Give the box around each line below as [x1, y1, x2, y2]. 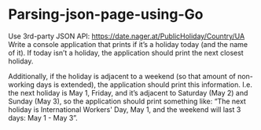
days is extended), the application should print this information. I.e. [35, 80, 253, 89]
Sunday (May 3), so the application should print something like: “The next [8, 96, 246, 106]
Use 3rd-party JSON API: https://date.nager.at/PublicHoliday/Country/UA [8, 31, 245, 41]
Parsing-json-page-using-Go [8, 5, 204, 23]
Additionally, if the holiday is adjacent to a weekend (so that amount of [8, 71, 236, 81]
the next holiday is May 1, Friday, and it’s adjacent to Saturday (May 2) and [8, 88, 248, 97]
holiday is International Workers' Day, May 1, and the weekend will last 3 [8, 104, 241, 114]
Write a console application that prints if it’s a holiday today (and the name [8, 39, 248, 49]
